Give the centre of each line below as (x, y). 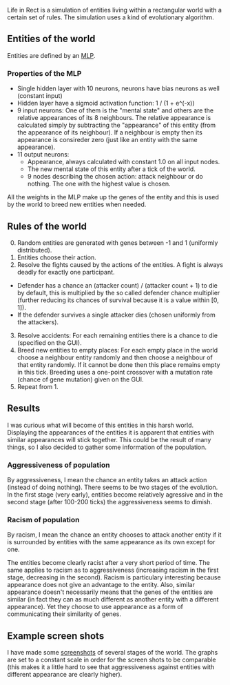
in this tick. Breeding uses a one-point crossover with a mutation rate (115, 372)
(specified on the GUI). (49, 342)
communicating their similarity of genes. (64, 614)
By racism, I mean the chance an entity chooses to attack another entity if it (114, 535)
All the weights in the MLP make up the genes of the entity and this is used (113, 197)
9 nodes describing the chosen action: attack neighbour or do (115, 177)
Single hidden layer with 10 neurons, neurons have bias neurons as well (118, 88)
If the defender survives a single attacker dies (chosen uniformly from (116, 315)
